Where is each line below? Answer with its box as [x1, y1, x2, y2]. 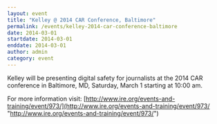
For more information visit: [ [7, 94, 86, 103]
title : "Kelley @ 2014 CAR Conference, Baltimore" [7, 17, 156, 23]
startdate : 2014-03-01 [7, 36, 73, 43]
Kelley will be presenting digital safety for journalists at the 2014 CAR [7, 74, 203, 82]
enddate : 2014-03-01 [7, 42, 67, 49]
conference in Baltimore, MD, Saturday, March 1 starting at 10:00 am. [7, 81, 202, 90]
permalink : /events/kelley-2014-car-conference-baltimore [7, 23, 178, 30]
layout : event [7, 10, 48, 17]
